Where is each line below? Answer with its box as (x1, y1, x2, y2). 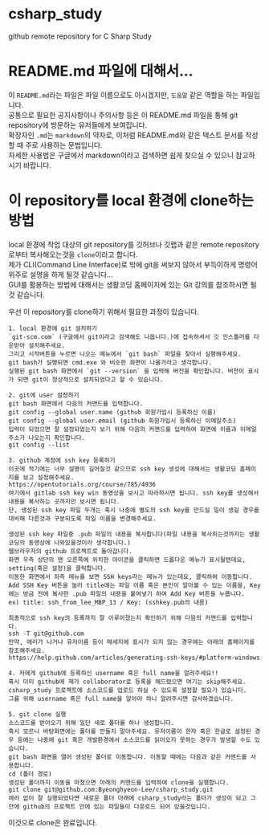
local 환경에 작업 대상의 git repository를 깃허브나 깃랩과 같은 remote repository (8, 239, 259, 249)
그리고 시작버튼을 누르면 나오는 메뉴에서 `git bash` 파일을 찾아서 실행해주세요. (8, 350, 243, 358)
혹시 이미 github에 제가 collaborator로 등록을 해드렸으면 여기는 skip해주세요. (8, 678, 247, 686)
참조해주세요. (8, 646, 46, 654)
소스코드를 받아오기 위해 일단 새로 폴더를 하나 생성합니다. (8, 719, 175, 727)
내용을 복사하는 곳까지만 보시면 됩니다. (8, 497, 120, 506)
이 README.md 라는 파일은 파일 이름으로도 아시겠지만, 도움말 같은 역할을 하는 (8, 90, 239, 100)
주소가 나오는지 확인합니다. (8, 434, 86, 442)
